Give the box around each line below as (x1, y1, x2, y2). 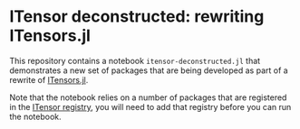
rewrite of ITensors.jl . (9, 74, 89, 85)
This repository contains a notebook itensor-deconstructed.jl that (9, 55, 261, 66)
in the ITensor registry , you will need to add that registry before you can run (9, 101, 292, 112)
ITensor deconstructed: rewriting (9, 6, 265, 27)
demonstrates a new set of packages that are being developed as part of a (9, 65, 288, 76)
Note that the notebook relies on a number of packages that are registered (9, 92, 287, 103)
